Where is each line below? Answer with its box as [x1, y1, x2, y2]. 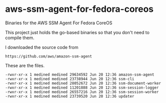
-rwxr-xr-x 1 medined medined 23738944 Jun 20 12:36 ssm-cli [5, 76, 135, 81]
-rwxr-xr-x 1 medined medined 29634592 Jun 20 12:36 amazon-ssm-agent [5, 72, 155, 77]
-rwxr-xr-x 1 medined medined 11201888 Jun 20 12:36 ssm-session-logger [5, 85, 159, 90]
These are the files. [5, 62, 45, 68]
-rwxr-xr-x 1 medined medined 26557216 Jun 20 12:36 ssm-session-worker [5, 89, 159, 95]
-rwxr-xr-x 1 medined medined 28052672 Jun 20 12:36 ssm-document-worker [5, 81, 162, 86]
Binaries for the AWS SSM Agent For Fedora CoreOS [5, 20, 113, 26]
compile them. [5, 35, 35, 41]
